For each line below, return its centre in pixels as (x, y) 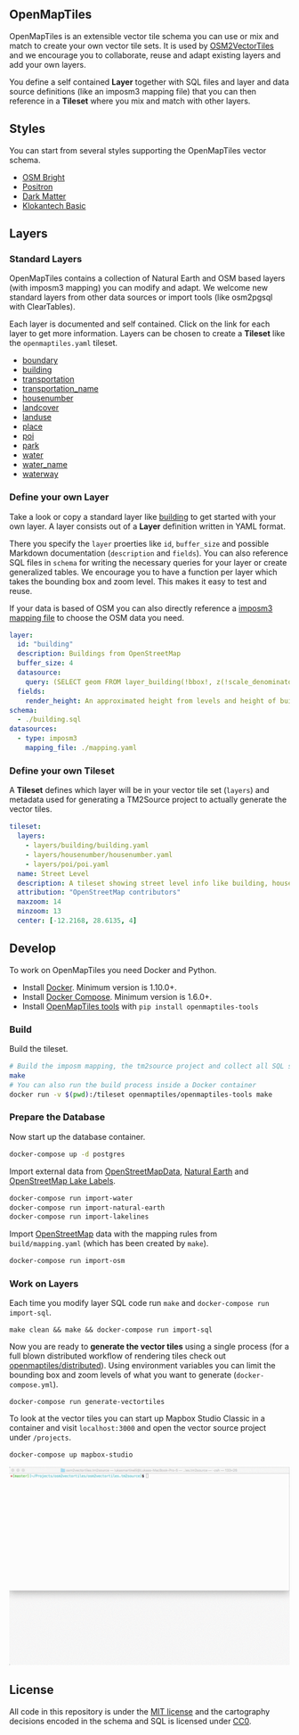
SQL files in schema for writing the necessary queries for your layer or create (148, 562)
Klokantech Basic (54, 205)
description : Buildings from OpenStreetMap (99, 654)
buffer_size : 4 (45, 664)
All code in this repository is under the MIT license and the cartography (140, 1711)
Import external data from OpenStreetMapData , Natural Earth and (129, 1171)
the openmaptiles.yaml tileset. (64, 343)
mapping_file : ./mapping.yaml (81, 748)
